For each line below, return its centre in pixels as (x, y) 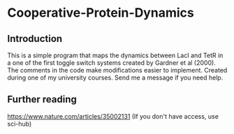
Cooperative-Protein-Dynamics (101, 13)
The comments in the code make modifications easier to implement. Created (117, 70)
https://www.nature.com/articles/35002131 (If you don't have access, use (113, 116)
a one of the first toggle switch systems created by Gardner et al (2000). (112, 63)
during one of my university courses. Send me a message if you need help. (115, 77)
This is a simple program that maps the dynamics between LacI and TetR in (115, 55)
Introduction (35, 39)
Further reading (42, 99)
